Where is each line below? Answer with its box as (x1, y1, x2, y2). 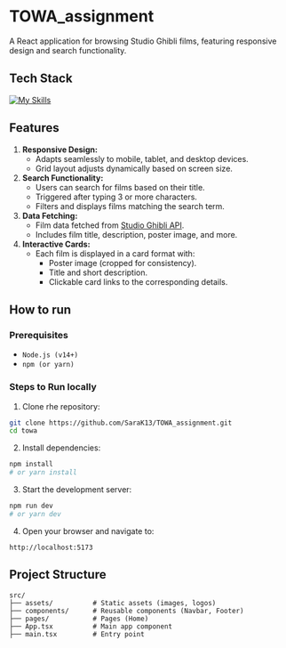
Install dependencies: (21, 442, 101, 453)
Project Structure (9, 567, 107, 582)
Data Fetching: (21, 210, 78, 221)
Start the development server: (21, 484, 132, 495)
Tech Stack (9, 71, 73, 86)
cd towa (9, 426, 38, 435)
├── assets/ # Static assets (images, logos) (9, 598, 217, 607)
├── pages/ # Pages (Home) (9, 614, 149, 623)
